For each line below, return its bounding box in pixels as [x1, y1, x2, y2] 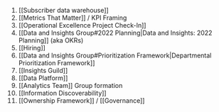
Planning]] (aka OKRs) [18, 36, 84, 45]
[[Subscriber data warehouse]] [18, 6, 109, 14]
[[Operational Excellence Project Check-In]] [18, 21, 146, 29]
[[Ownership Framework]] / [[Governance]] [18, 96, 145, 105]
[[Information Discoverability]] [18, 89, 107, 97]
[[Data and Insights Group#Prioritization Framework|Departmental [18, 51, 212, 60]
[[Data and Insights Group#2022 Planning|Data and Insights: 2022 [18, 28, 213, 37]
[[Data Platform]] [18, 74, 68, 82]
